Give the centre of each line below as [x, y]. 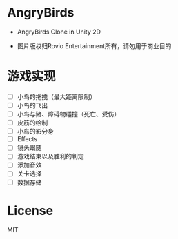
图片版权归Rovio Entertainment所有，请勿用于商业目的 [94, 45]
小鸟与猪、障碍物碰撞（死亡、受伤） [69, 114]
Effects [27, 139]
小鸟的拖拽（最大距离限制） [57, 96]
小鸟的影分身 [35, 132]
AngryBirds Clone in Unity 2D [59, 32]
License [30, 210]
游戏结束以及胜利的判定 [50, 156]
